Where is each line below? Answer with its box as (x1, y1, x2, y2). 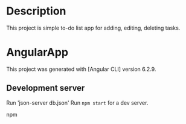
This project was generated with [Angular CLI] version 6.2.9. (6, 65, 156, 73)
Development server (6, 83, 85, 93)
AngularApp (6, 45, 68, 59)
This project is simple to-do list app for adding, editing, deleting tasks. (6, 24, 181, 31)
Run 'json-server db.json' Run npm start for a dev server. (6, 99, 149, 106)
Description (6, 4, 66, 18)
